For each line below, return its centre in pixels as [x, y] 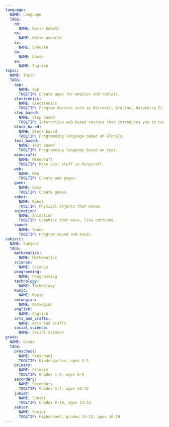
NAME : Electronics [38, 104]
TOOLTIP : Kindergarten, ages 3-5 [54, 361]
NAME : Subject [24, 244]
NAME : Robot [31, 202]
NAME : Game [30, 188]
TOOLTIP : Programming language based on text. [68, 150]
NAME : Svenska [33, 47]
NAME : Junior [32, 398]
